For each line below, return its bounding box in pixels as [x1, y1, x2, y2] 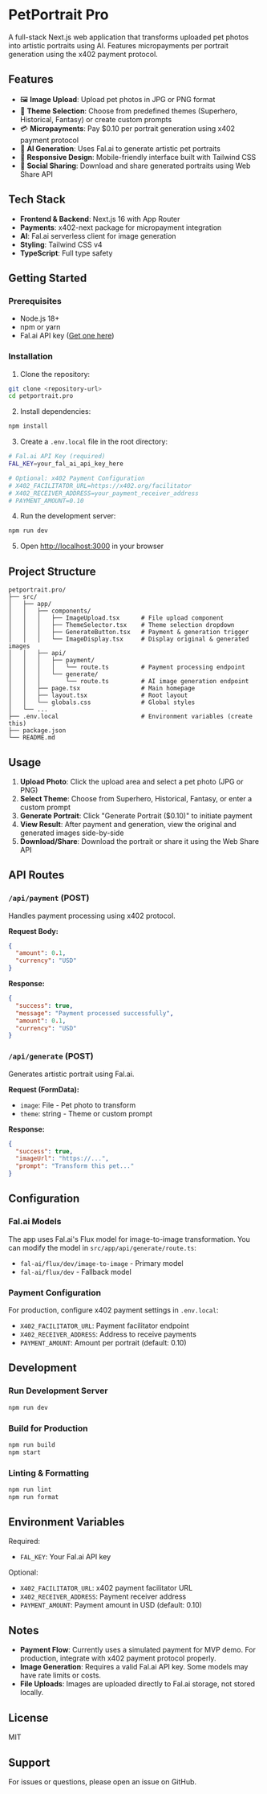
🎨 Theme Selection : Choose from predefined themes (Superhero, [19, 106, 238, 116]
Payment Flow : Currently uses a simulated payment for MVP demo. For [19, 1645, 257, 1655]
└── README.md [8, 734, 56, 742]
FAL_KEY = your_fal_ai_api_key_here [8, 460, 124, 468]
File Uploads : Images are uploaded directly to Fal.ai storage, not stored [19, 1679, 255, 1689]
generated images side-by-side [19, 828, 124, 838]
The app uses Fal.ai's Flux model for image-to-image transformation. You [8, 1234, 251, 1243]
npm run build [8, 1440, 56, 1448]
